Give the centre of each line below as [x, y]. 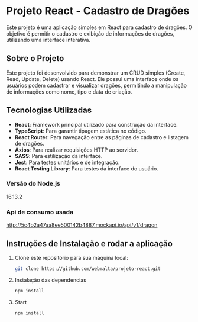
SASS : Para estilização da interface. [59, 156]
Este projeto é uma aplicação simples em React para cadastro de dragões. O [99, 27]
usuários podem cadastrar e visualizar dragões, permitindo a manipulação [97, 85]
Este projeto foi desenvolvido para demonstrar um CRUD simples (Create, [96, 73]
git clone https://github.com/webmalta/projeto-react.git [87, 268]
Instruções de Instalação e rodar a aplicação [90, 244]
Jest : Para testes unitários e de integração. [67, 162]
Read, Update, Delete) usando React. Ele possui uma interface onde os [92, 79]
